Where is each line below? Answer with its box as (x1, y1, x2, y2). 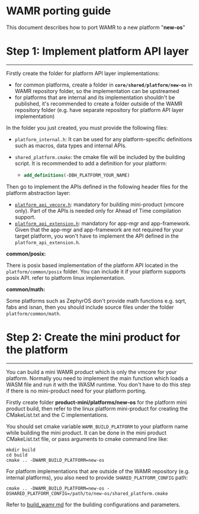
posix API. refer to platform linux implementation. (6, 274, 126, 281)
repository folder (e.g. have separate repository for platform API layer (14, 106, 184, 113)
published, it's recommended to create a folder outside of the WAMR (14, 100, 182, 107)
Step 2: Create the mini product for (6, 330, 181, 344)
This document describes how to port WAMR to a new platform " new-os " (6, 24, 185, 31)
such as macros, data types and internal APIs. (14, 142, 127, 149)
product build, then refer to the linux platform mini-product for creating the (6, 405, 188, 412)
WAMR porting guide (6, 4, 111, 18)
